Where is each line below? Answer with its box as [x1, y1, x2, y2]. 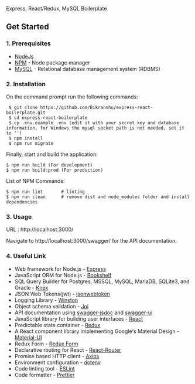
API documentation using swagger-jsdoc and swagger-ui [14, 309, 153, 316]
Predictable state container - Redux [14, 321, 101, 328]
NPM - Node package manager [14, 59, 90, 66]
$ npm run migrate [8, 140, 54, 146]
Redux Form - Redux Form [14, 340, 78, 347]
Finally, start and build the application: [6, 151, 98, 158]
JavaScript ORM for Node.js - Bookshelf [14, 271, 112, 278]
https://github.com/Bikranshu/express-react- [40, 104, 153, 110]
